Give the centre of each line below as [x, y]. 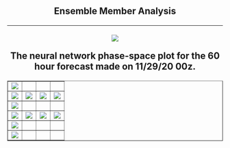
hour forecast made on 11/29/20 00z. [115, 66]
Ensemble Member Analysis [115, 11]
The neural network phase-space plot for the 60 [115, 56]
